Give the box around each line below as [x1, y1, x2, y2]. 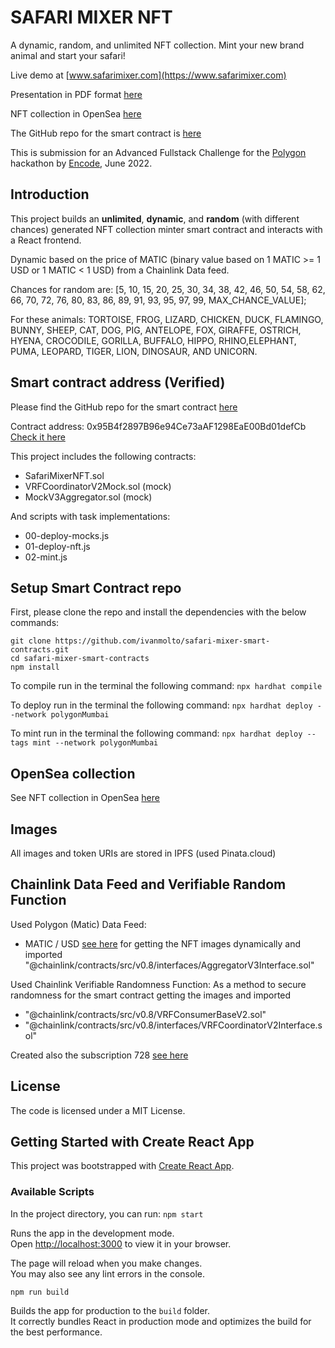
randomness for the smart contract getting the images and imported [10, 989, 292, 1001]
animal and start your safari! [10, 49, 126, 61]
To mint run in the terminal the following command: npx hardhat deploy [10, 727, 303, 740]
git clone [10, 636, 52, 646]
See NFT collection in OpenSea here [10, 792, 160, 804]
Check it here [10, 431, 66, 443]
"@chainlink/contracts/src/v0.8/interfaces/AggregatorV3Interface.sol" [24, 959, 315, 971]
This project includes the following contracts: [10, 450, 197, 462]
